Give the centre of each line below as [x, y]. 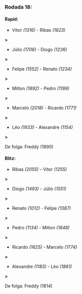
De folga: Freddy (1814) [29, 286]
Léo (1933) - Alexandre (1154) [42, 127]
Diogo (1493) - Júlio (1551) [39, 189]
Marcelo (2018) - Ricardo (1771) [44, 108]
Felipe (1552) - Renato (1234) [42, 69]
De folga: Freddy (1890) [29, 147]
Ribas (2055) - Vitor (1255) [39, 170]
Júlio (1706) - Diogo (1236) [39, 50]
